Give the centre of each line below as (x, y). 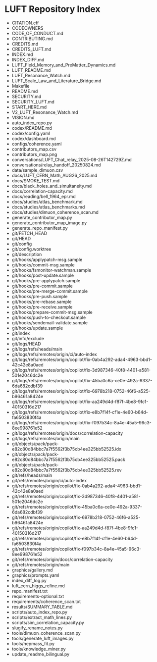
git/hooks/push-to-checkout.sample (49, 317)
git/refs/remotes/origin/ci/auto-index (49, 480)
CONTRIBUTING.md (32, 39)
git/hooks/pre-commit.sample (42, 286)
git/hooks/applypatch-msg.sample (47, 259)
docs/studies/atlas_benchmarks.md (48, 207)
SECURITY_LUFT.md (33, 102)
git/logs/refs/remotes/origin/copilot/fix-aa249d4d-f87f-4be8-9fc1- (80, 402)
